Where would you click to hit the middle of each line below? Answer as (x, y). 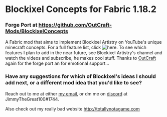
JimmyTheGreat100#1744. (32, 99)
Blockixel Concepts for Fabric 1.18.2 (81, 9)
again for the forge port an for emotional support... (57, 63)
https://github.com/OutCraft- (75, 25)
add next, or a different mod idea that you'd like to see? (73, 83)
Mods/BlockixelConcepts (37, 31)
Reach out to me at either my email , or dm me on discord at (66, 93)
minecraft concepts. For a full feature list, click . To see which (76, 47)
